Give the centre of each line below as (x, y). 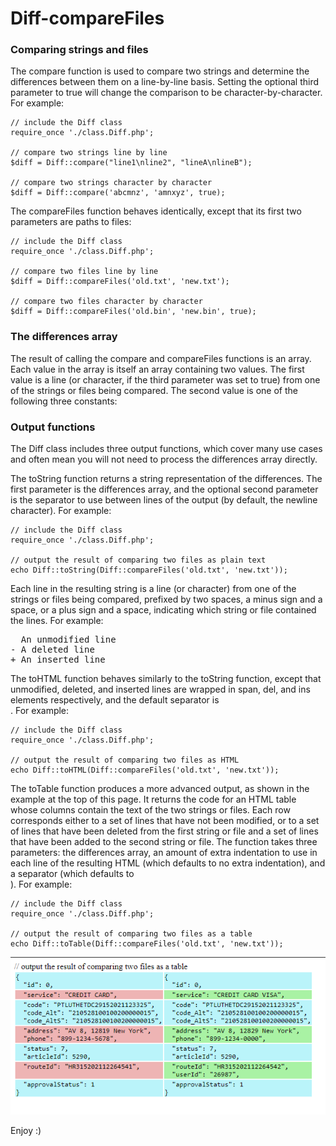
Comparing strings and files (79, 50)
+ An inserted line (58, 660)
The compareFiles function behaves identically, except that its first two (156, 211)
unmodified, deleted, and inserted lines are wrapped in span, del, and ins (160, 689)
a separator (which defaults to (72, 874)
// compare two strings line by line (89, 153)
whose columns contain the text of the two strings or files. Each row (150, 810)
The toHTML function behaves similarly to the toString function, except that (166, 679)
